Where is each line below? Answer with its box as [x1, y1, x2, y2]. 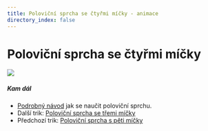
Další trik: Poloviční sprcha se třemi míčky [17, 109, 136, 117]
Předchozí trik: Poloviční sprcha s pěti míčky [17, 117, 143, 125]
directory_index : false [7, 17, 76, 23]
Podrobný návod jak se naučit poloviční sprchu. [17, 101, 152, 110]
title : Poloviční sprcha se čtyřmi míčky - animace [7, 10, 158, 17]
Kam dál [7, 84, 32, 93]
